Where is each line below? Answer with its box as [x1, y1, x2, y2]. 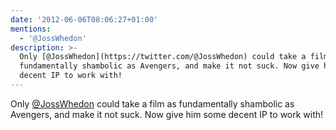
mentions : [10, 24, 52, 34]
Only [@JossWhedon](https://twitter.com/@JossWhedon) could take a [19, 52, 307, 62]
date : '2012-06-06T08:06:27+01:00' [10, 14, 159, 25]
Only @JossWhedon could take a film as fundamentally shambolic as [10, 97, 295, 110]
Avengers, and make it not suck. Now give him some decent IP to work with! [10, 108, 324, 120]
